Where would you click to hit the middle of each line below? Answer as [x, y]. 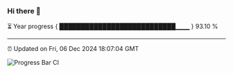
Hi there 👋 [24, 11]
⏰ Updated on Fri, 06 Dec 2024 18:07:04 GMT [73, 49]
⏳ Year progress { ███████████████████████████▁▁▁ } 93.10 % [113, 26]
